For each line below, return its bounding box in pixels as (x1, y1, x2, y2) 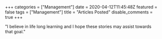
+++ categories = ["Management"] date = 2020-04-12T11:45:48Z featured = (5, 4, 158, 10)
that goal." (5, 29, 26, 34)
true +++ (5, 14, 23, 20)
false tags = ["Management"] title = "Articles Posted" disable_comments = (5, 9, 153, 15)
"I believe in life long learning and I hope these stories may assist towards (5, 24, 151, 29)
